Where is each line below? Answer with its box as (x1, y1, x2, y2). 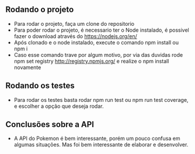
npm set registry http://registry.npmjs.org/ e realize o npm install (13, 57, 169, 64)
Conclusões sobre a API (5, 119, 95, 129)
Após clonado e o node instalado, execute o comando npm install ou (13, 39, 179, 46)
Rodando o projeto (5, 5, 74, 15)
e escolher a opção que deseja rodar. (13, 102, 104, 109)
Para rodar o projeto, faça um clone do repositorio (13, 20, 135, 27)
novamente (13, 64, 41, 71)
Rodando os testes (5, 81, 75, 91)
